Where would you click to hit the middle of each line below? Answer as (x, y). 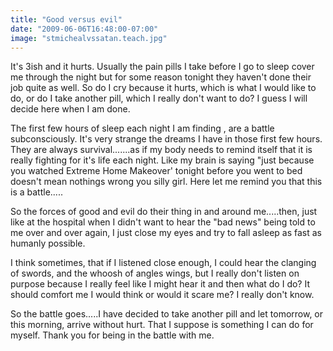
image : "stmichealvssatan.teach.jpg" (89, 38)
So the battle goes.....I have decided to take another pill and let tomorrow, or (167, 314)
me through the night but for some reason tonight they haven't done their (161, 77)
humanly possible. (48, 243)
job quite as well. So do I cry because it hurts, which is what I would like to (163, 88)
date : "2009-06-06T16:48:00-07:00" (84, 29)
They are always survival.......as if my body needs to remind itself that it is (161, 150)
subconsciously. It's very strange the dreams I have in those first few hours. (166, 139)
